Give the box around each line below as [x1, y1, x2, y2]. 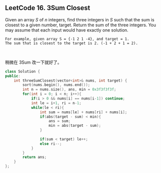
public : [5, 73, 21, 78]
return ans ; [22, 155, 47, 160]
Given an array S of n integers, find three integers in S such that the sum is [5, 17, 155, 22]
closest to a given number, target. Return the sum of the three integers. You [5, 22, 157, 28]
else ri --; [39, 141, 62, 146]
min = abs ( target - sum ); [48, 123, 101, 128]
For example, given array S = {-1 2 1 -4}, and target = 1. [5, 36, 130, 41]
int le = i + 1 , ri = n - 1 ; [31, 101, 82, 105]
